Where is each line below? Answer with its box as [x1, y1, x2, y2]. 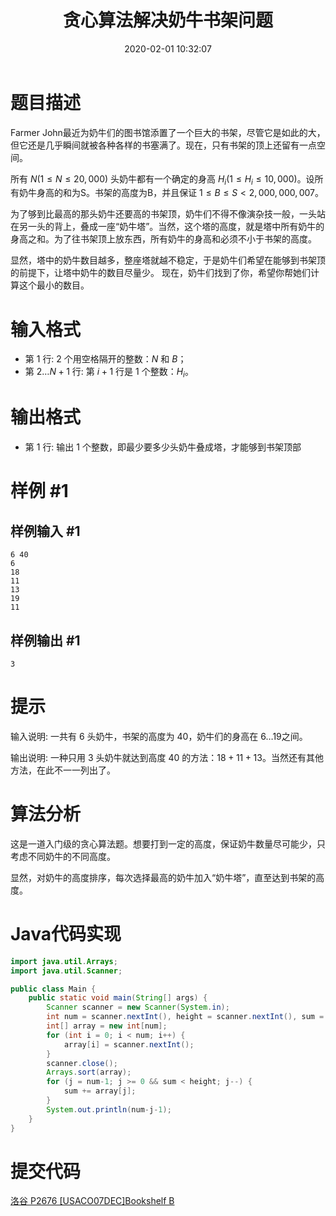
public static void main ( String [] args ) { [28, 993, 208, 1003]
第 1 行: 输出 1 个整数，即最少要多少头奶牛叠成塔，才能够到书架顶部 [24, 441, 302, 453]
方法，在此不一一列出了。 [10, 764, 116, 776]
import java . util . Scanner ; [10, 966, 123, 976]
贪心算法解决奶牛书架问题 [62, 9, 273, 32]
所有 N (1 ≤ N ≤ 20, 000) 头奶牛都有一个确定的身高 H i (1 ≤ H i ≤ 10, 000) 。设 [10, 172, 315, 187]
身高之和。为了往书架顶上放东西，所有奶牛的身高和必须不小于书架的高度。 [10, 233, 317, 245]
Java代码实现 [10, 923, 122, 946]
